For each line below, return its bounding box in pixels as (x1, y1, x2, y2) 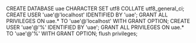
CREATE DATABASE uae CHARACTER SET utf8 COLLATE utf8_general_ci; (6, 5, 185, 12)
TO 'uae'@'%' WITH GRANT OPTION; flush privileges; (6, 30, 138, 37)
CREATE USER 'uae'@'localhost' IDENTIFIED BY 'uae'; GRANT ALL (6, 11, 168, 18)
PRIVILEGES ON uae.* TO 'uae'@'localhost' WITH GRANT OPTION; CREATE (6, 18, 191, 24)
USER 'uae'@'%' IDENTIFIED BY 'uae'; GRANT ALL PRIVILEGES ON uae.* (6, 24, 185, 31)
